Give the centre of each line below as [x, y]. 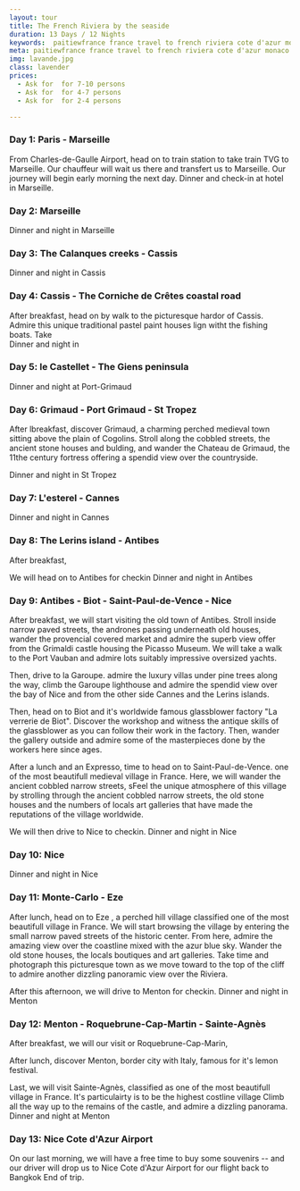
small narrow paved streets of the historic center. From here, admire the [142, 935]
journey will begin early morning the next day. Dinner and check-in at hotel [146, 178]
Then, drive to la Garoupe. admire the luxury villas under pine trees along [144, 675]
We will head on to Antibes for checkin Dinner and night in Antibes [131, 577]
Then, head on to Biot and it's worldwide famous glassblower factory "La [143, 712]
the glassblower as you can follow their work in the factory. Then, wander [144, 731]
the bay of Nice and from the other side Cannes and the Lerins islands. [139, 694]
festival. [24, 1069]
